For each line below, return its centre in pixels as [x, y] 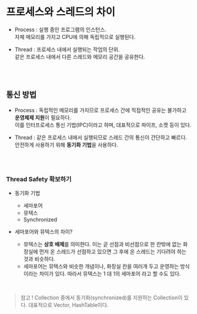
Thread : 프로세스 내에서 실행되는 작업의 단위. [67, 49]
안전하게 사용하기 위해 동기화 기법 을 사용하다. [66, 144]
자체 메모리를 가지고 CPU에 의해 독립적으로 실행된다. [75, 37]
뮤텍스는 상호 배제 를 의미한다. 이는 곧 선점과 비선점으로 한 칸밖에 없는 [102, 244]
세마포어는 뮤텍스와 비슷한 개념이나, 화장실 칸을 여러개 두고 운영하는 [101, 266]
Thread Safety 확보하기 [39, 179]
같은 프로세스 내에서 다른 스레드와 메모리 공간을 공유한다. [80, 57]
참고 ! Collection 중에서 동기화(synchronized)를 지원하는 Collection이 [101, 298]
